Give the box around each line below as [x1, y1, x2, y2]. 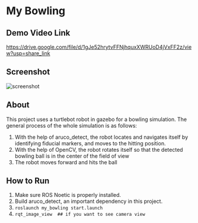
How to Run [6, 176, 50, 186]
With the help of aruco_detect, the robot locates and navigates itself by [14, 133, 189, 141]
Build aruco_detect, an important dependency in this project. [14, 197, 163, 205]
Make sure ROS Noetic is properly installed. [14, 192, 122, 199]
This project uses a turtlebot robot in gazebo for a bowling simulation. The [6, 116, 187, 123]
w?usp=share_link [6, 50, 50, 57]
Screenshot [6, 67, 50, 77]
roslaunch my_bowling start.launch [14, 205, 103, 211]
